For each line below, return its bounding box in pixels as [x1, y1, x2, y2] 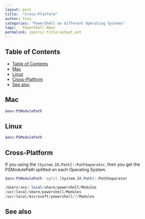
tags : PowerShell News [5, 25, 55, 30]
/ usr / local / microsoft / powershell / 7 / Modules [5, 194, 95, 199]
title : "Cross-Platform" [5, 12, 57, 17]
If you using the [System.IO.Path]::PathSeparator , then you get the [5, 161, 140, 167]
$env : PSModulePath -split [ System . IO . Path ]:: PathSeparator [5, 176, 127, 181]
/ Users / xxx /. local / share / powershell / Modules [5, 185, 97, 190]
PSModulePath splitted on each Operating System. [5, 167, 107, 172]
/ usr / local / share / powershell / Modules [5, 189, 82, 194]
